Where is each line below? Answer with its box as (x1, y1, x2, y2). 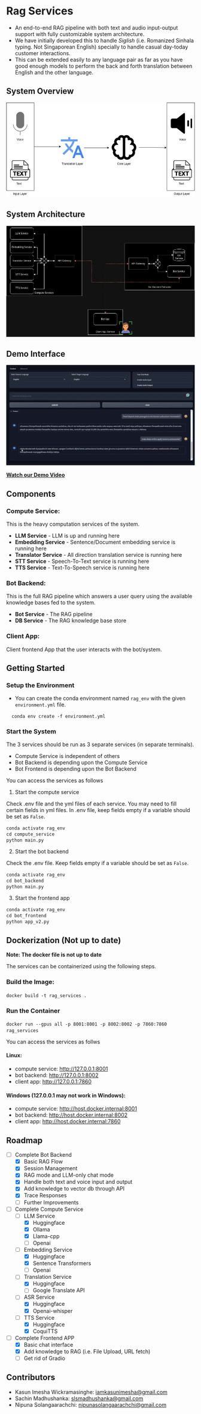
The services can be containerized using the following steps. (6, 963, 157, 970)
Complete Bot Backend (14, 1152, 72, 1159)
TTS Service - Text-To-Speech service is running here (14, 563, 150, 571)
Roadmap (6, 1135, 43, 1145)
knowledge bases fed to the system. (6, 599, 96, 606)
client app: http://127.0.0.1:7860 (14, 1078, 92, 1085)
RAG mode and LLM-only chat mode (23, 1171, 114, 1179)
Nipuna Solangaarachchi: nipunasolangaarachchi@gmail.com (14, 1401, 166, 1408)
